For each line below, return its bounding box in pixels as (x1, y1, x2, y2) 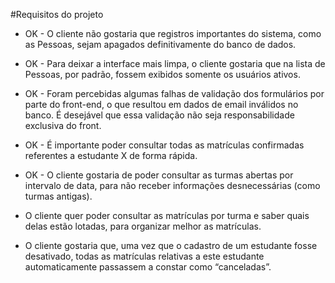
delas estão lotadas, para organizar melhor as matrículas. (24, 220, 262, 232)
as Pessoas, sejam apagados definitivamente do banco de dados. (24, 39, 297, 50)
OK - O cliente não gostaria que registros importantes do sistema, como (24, 28, 322, 39)
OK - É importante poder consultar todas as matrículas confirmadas (24, 139, 305, 151)
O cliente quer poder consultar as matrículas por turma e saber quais (24, 210, 310, 221)
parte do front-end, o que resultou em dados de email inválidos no (24, 99, 299, 110)
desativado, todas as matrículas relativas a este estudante (24, 250, 265, 262)
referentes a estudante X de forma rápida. (24, 150, 198, 161)
